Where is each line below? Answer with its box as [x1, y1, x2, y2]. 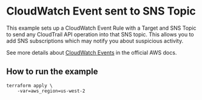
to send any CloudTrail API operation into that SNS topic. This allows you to [6, 30, 194, 38]
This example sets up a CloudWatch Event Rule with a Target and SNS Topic [6, 24, 197, 32]
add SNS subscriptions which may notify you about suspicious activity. [6, 37, 184, 44]
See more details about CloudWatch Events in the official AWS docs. [6, 48, 177, 56]
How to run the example [6, 67, 98, 77]
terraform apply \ [6, 82, 53, 88]
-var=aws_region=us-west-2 [17, 88, 86, 94]
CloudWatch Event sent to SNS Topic [6, 4, 196, 18]
